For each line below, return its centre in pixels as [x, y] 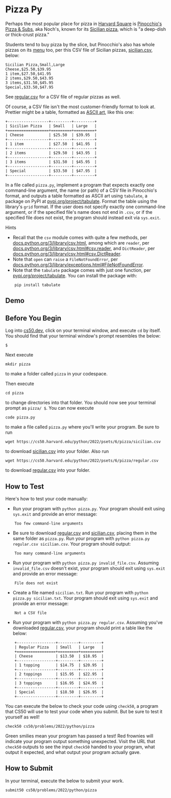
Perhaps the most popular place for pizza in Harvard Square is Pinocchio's [84, 24]
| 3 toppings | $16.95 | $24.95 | [59, 683]
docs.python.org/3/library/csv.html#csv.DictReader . [67, 254]
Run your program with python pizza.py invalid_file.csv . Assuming [86, 563]
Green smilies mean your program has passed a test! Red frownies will [79, 736]
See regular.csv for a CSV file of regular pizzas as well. [63, 96]
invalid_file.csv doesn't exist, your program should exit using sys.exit [89, 568]
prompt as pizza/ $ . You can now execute [50, 408]
